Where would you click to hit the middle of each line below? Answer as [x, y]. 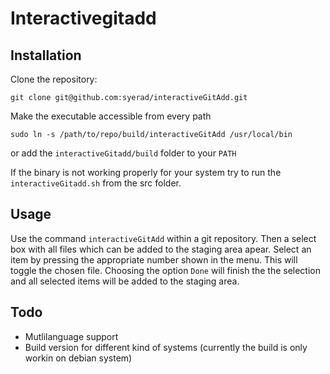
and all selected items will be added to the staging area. [125, 281]
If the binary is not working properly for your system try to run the [146, 172]
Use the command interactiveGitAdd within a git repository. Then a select [163, 238]
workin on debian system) [78, 358]
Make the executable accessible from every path [111, 116]
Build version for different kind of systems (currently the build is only [166, 347]
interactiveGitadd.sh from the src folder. [96, 183]
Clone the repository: [54, 79]
